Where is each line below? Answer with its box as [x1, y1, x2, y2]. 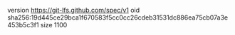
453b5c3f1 [7, 21, 39, 29]
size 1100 [40, 21, 68, 29]
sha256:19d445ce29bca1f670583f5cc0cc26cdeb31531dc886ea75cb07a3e [7, 13, 229, 22]
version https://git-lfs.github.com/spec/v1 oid [7, 6, 140, 14]
